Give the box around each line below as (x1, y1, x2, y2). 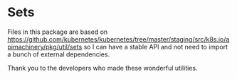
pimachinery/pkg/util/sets (7, 42, 83, 51)
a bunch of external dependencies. (7, 50, 110, 59)
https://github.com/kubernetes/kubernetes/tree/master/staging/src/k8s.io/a (7, 35, 230, 43)
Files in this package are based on (7, 28, 108, 36)
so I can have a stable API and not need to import (83, 42, 228, 51)
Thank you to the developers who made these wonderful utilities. (7, 63, 198, 72)
